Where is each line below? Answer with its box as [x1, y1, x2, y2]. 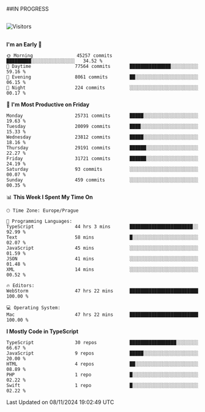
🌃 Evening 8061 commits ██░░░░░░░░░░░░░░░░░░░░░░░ [6, 73, 199, 80]
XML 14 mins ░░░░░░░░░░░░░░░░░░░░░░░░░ [6, 266, 199, 272]
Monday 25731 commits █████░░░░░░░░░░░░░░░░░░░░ [6, 113, 199, 119]
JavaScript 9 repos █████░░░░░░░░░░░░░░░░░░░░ [6, 350, 199, 356]
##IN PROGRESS [6, 6, 49, 12]
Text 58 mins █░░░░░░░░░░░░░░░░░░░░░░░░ [6, 234, 199, 241]
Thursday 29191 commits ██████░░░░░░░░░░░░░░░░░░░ [6, 144, 199, 151]
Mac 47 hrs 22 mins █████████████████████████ [6, 312, 199, 318]
